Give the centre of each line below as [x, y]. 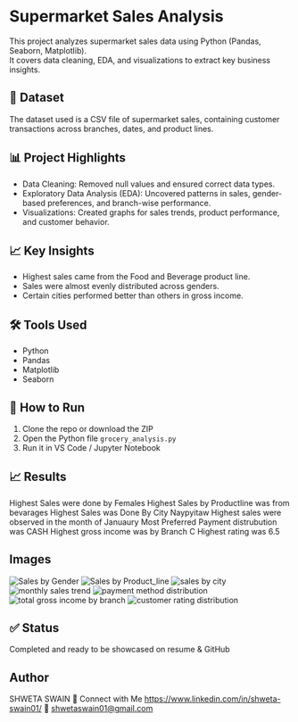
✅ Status [34, 628]
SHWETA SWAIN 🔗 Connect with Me [76, 699]
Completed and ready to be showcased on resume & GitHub [120, 650]
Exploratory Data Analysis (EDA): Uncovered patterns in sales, [136, 193]
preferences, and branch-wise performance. [129, 203]
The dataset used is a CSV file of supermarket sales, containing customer [145, 119]
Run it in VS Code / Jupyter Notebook [91, 448]
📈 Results [38, 477]
